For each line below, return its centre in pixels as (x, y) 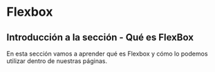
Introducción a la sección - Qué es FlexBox (100, 37)
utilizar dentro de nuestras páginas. (57, 61)
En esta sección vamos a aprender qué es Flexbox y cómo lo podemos (107, 53)
